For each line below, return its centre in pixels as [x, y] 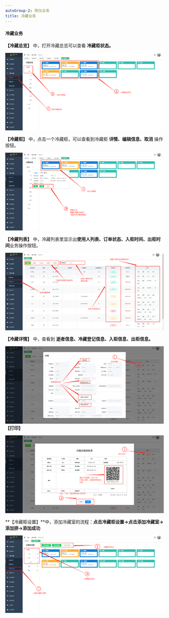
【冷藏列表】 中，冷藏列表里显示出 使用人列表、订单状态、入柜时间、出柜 [81, 239]
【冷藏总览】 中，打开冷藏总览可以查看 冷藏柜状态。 [59, 45]
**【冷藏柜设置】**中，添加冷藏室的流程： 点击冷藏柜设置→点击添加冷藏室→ [84, 522]
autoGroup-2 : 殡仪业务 [27, 11]
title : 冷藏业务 [21, 16]
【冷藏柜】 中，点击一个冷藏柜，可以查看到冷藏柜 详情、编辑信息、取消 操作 [84, 139]
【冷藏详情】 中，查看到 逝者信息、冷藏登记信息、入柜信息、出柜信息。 [79, 339]
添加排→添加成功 [23, 528]
